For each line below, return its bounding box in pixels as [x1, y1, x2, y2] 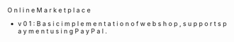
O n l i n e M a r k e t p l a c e [7, 6, 91, 14]
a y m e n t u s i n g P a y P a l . [17, 27, 108, 35]
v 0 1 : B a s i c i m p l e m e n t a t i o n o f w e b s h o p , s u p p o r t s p [17, 20, 227, 27]
